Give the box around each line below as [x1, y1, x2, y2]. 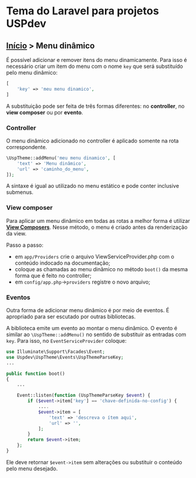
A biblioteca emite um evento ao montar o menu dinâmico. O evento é [6, 325, 178, 332]
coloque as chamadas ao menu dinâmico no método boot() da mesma [14, 265, 188, 272]
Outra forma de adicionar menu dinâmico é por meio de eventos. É [6, 307, 170, 314]
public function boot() [6, 371, 66, 377]
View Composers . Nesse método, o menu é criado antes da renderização [6, 224, 188, 231]
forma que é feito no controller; [14, 272, 92, 279]
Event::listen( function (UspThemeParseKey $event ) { [17, 392, 151, 399]
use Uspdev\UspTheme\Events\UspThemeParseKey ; [6, 354, 124, 360]
